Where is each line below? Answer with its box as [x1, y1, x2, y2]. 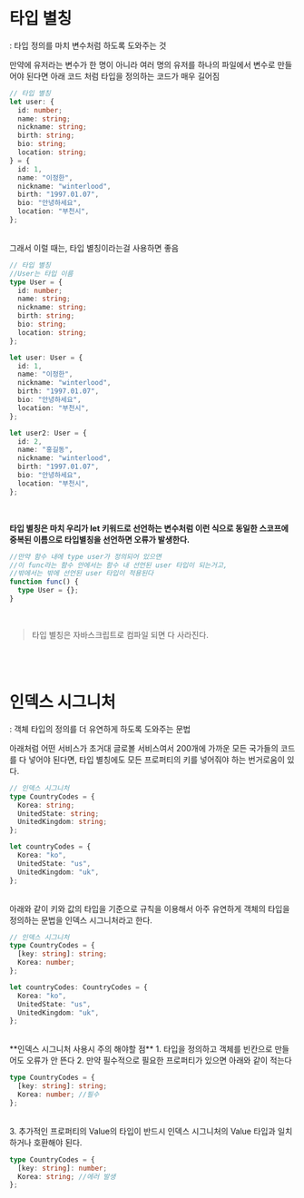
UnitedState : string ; [17, 809, 100, 818]
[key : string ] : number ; [17, 1164, 107, 1173]
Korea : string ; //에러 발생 [17, 1172, 116, 1181]
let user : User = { [9, 353, 83, 362]
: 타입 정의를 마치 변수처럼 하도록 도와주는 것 [9, 40, 167, 51]
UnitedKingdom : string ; [17, 818, 107, 827]
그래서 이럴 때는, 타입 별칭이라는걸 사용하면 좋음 [9, 242, 180, 253]
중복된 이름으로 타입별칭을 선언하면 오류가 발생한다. [9, 534, 191, 545]
